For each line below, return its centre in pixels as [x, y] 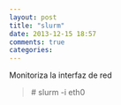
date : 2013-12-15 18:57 [53, 34]
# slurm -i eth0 [58, 93]
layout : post [33, 17]
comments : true [37, 42]
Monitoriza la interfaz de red [60, 75]
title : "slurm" [37, 26]
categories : [31, 50]
